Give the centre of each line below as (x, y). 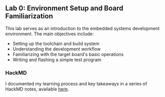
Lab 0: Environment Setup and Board (64, 8)
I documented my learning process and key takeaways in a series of (76, 84)
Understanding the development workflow (57, 49)
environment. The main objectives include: (50, 34)
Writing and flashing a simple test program (57, 60)
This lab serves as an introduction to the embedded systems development (82, 28)
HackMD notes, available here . (37, 89)
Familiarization (29, 16)
